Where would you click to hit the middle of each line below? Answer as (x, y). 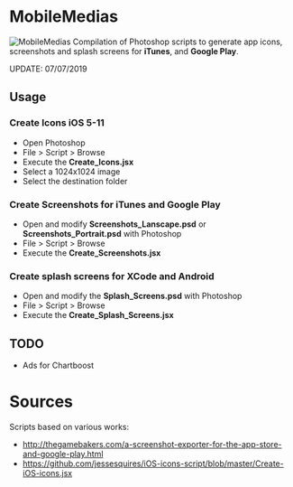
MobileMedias (64, 17)
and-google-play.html (63, 454)
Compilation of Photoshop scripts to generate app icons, (178, 42)
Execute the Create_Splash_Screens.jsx (98, 315)
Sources (41, 402)
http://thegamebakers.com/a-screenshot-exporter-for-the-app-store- (152, 444)
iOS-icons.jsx (47, 473)
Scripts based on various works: (69, 426)
